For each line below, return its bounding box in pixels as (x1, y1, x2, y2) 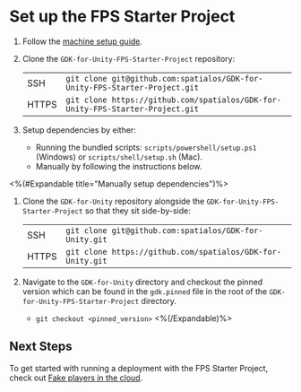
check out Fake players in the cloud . (9, 372, 143, 383)
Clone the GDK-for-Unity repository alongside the (21, 196, 205, 206)
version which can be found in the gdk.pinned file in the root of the (21, 285, 268, 297)
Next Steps (9, 339, 73, 354)
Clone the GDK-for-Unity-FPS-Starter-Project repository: (21, 53, 236, 64)
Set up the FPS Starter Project (9, 6, 236, 27)
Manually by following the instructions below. (35, 161, 202, 171)
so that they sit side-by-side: (84, 205, 191, 216)
